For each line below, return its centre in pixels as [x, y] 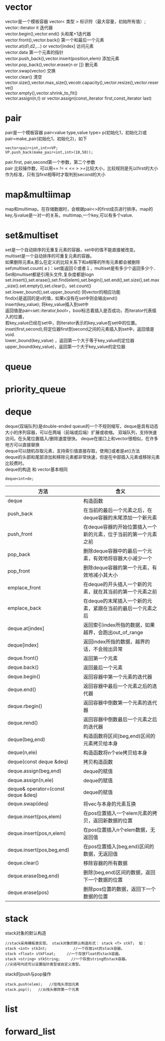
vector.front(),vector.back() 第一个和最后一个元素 [55, 40]
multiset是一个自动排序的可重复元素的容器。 [50, 256]
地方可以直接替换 [22, 445]
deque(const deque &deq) [38, 762]
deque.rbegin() [25, 706]
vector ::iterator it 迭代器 [29, 27]
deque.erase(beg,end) [34, 876]
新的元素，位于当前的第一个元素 [120, 535]
